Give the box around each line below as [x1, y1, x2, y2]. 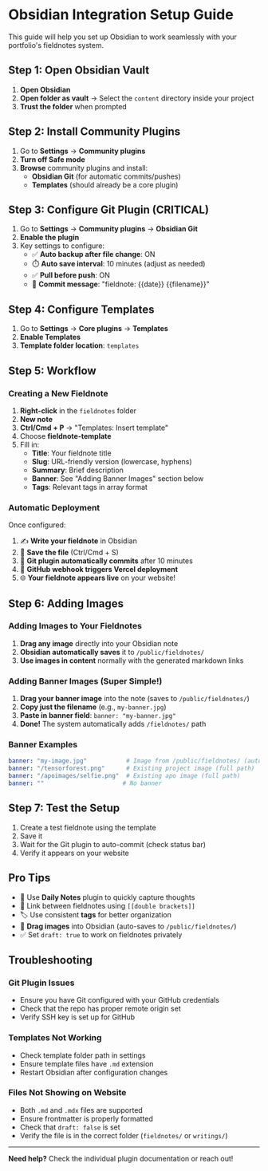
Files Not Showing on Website [8, 1087, 127, 1098]
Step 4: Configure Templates [8, 302, 155, 316]
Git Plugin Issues [8, 977, 75, 988]
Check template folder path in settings [19, 1051, 146, 1060]
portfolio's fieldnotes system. [8, 40, 104, 49]
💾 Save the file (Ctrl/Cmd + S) [19, 548, 119, 558]
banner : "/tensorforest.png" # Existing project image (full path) [8, 764, 255, 773]
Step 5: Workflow [8, 364, 97, 377]
